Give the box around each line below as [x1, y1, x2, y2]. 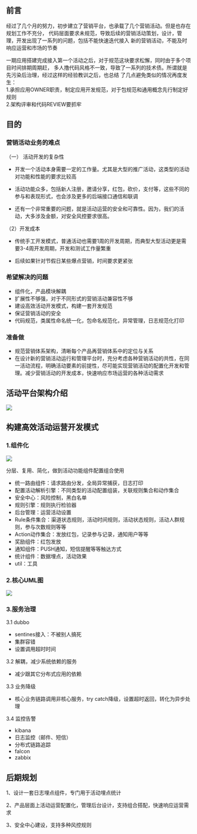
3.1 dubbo [6, 619, 30, 626]
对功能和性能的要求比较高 [14, 172, 77, 180]
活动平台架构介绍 [6, 388, 68, 398]
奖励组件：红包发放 [14, 538, 62, 545]
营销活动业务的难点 [6, 138, 60, 147]
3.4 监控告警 [6, 715, 36, 723]
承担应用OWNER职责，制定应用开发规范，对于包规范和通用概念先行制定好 [9, 86, 189, 93]
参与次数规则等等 [25, 523, 66, 530]
